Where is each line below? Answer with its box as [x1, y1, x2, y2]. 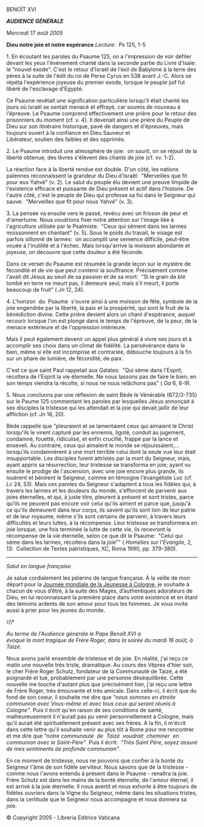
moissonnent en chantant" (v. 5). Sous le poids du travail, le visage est [6, 229, 183, 236]
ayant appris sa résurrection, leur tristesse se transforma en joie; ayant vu [6, 461, 191, 468]
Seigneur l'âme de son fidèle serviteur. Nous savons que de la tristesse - [6, 763, 188, 770]
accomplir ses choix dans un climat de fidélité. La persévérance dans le [6, 342, 185, 349]
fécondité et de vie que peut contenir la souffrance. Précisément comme [6, 267, 188, 273]
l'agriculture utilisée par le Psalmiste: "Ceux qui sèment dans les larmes [6, 222, 187, 230]
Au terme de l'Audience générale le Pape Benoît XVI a [6, 630, 141, 637]
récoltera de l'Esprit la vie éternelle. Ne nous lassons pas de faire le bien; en [6, 373, 197, 380]
